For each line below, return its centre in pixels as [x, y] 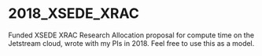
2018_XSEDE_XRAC [74, 14]
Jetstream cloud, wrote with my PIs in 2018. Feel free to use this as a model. [131, 43]
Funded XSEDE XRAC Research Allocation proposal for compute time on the [131, 35]
